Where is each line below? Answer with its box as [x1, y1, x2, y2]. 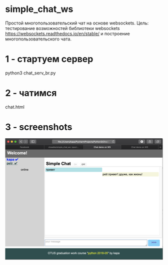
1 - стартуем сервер [5, 53, 93, 65]
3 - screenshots [5, 121, 72, 133]
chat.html [5, 104, 25, 110]
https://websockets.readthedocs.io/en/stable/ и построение [5, 30, 130, 36]
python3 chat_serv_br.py [5, 70, 56, 76]
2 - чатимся [5, 87, 57, 99]
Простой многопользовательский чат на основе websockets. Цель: [5, 20, 149, 26]
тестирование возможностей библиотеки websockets [5, 25, 120, 31]
